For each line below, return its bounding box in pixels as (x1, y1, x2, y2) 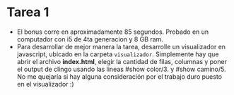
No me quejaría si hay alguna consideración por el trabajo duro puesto (16, 72, 222, 81)
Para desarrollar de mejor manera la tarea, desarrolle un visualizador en (16, 42, 226, 51)
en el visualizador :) (16, 80, 75, 88)
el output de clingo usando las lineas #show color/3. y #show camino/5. (16, 65, 226, 73)
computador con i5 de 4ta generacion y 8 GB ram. (16, 34, 164, 43)
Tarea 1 (6, 4, 49, 20)
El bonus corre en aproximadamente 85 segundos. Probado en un (16, 27, 209, 36)
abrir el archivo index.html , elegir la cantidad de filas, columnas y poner (16, 57, 228, 65)
